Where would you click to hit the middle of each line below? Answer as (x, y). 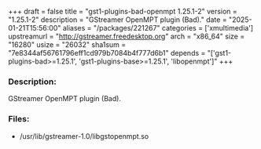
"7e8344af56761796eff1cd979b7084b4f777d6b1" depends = (107, 53)
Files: (19, 119)
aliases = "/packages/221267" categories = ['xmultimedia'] (158, 28)
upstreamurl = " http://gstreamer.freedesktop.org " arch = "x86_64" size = (127, 36)
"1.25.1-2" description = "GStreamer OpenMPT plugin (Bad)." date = (118, 20)
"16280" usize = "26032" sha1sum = (67, 45)
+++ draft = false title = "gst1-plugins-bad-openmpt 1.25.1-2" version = (123, 11)
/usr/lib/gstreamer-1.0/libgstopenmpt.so (84, 136)
